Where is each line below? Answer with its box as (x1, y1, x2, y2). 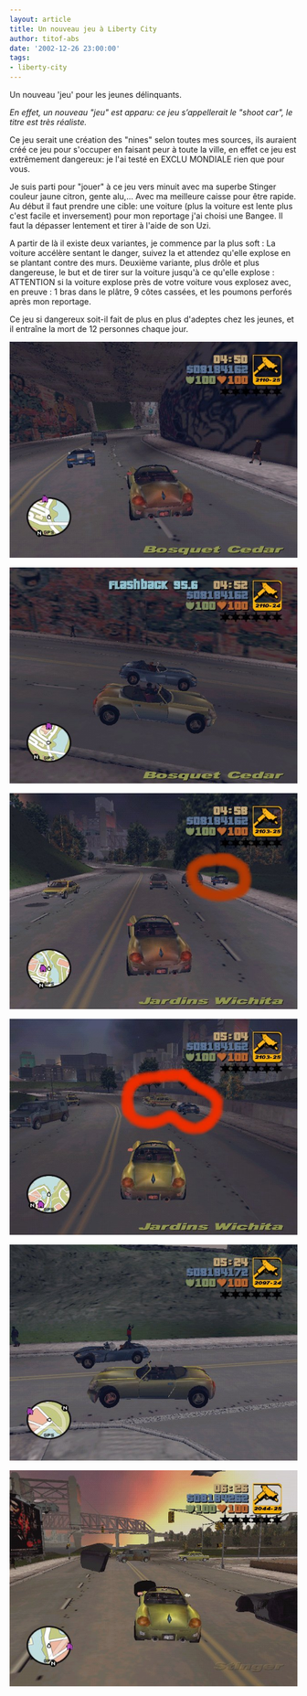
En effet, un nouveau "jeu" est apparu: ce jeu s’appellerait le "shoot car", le (9, 107, 293, 118)
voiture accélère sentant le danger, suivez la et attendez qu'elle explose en (9, 248, 291, 258)
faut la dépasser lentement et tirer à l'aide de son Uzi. (9, 220, 212, 230)
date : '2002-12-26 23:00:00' (9, 44, 121, 53)
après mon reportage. (9, 296, 91, 306)
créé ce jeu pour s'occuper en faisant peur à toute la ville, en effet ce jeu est (9, 144, 297, 155)
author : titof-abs (9, 34, 79, 43)
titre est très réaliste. (9, 117, 88, 127)
